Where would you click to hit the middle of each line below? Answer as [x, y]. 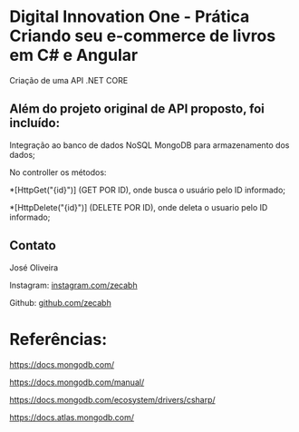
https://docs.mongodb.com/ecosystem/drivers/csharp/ [112, 399]
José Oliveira [34, 267]
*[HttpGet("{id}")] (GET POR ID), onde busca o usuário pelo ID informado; [148, 190]
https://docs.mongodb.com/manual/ [77, 382]
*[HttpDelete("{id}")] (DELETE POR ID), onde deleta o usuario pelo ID [139, 207]
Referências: [58, 339]
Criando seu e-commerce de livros [143, 36]
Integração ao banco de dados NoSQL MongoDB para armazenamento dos [149, 145]
